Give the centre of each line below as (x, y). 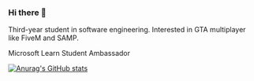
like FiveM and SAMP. (43, 38)
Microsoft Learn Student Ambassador (69, 53)
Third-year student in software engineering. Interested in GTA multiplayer (127, 30)
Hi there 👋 (28, 13)
